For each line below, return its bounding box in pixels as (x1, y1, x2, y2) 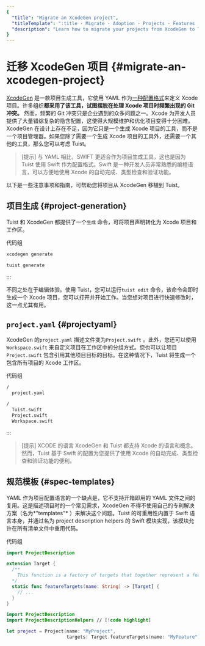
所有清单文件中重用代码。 (16, 524, 81, 532)
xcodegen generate (6, 251, 53, 257)
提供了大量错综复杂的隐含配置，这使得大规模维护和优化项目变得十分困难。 (6, 117, 193, 125)
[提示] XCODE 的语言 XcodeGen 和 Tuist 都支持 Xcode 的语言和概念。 (21, 441, 196, 449)
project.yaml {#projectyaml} (6, 319, 117, 330)
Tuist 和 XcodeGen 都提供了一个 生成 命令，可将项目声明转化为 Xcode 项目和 (6, 218, 197, 226)
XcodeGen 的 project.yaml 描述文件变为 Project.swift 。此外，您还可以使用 (6, 336, 196, 343)
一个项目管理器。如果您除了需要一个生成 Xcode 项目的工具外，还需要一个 (6, 133, 192, 140)
